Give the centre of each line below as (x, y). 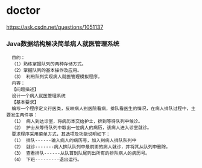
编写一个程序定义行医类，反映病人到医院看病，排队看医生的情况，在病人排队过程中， (101, 109)
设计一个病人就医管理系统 (39, 96)
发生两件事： (24, 115)
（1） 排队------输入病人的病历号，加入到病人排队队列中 (74, 141)
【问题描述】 (25, 90)
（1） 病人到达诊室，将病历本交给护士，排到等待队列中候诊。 (77, 121)
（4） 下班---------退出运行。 (47, 160)
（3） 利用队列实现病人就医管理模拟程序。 (57, 77)
